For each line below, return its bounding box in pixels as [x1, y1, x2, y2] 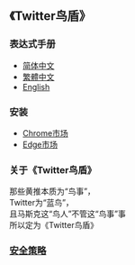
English [22, 81, 50, 92]
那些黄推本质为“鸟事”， [9, 186, 96, 196]
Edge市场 [22, 139, 58, 150]
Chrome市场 [22, 127, 69, 138]
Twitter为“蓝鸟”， [9, 197, 74, 208]
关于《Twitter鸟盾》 [9, 163, 97, 176]
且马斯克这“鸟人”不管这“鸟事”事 [9, 208, 126, 219]
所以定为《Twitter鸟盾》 [9, 220, 99, 231]
